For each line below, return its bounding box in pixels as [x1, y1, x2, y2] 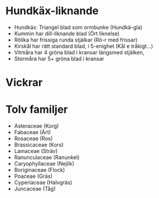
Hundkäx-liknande [5, 4, 99, 18]
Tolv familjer [5, 103, 69, 116]
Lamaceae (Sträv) [14, 148, 58, 155]
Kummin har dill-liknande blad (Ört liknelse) [14, 30, 120, 37]
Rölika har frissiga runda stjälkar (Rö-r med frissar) [14, 36, 138, 43]
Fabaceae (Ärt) [14, 129, 51, 136]
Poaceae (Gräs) [14, 173, 53, 180]
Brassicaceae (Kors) [14, 141, 64, 148]
